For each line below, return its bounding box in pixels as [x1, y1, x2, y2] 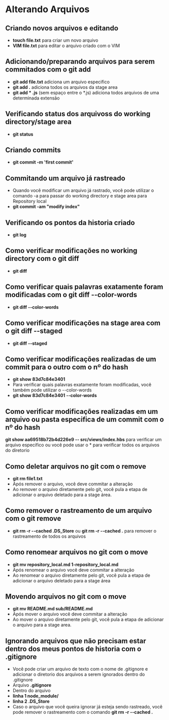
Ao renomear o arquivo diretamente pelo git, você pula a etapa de [12, 572, 151, 578]
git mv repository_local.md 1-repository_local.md [12, 561, 119, 567]
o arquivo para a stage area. [12, 622, 72, 628]
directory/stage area [5, 118, 72, 126]
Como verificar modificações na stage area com [5, 319, 161, 328]
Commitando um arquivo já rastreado [5, 174, 125, 182]
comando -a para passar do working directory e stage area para [12, 193, 147, 199]
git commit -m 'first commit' [12, 159, 74, 166]
